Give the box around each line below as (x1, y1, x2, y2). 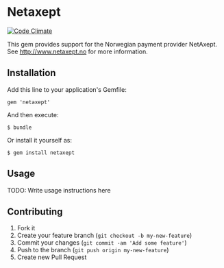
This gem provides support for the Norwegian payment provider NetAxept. (7, 40, 218, 48)
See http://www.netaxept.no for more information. (7, 47, 149, 56)
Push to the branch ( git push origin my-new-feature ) (16, 246, 169, 254)
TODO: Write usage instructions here (7, 186, 111, 194)
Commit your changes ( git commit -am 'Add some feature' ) (16, 239, 187, 247)
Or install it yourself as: (7, 136, 72, 144)
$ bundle (7, 124, 32, 131)
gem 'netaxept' (7, 99, 51, 106)
